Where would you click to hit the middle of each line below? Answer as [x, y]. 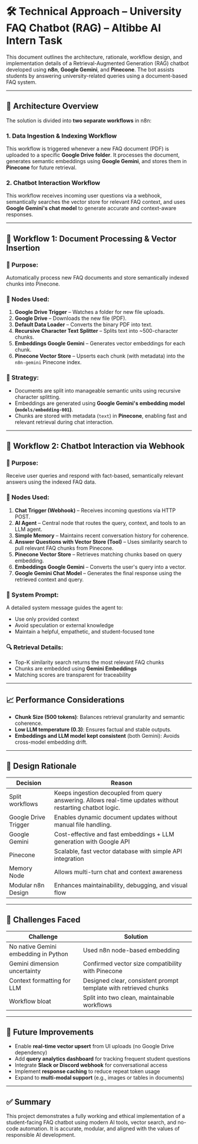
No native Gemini [33, 947]
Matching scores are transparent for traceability [73, 675]
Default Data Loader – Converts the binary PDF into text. [83, 325]
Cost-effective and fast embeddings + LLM [114, 834]
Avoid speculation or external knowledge [64, 625]
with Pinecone [103, 971]
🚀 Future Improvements [50, 1032]
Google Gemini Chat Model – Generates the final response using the [98, 573]
